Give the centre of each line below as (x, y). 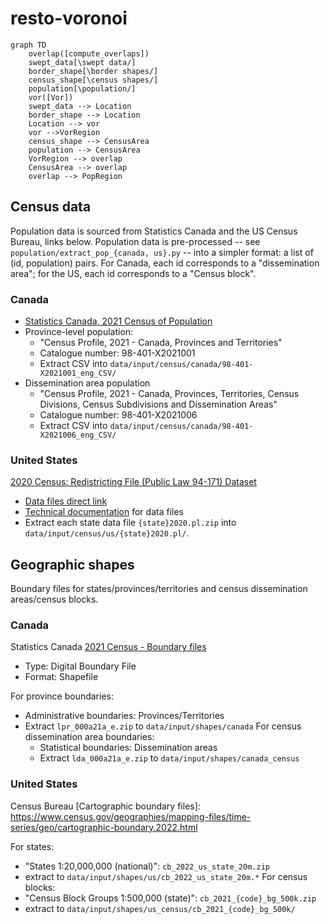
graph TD (28, 45)
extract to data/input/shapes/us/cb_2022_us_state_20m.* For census (166, 876)
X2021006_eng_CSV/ (78, 435)
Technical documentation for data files (104, 512)
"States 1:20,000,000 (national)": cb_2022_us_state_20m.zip (147, 866)
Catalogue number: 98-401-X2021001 (117, 353)
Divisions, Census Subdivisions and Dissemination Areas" (158, 404)
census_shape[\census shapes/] (93, 80)
